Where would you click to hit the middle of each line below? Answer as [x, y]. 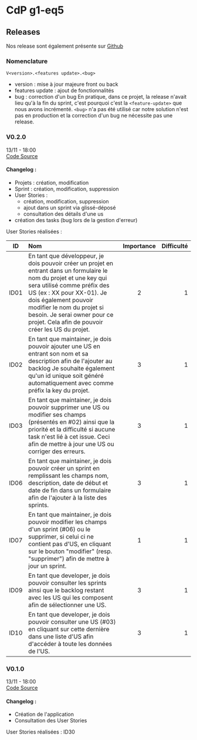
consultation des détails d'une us [63, 214]
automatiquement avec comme [71, 383]
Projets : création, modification [52, 182]
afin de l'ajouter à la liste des [68, 497]
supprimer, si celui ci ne [61, 537]
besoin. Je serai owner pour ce [71, 314]
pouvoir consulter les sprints [68, 582]
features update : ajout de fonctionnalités [64, 91]
